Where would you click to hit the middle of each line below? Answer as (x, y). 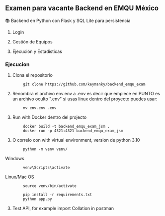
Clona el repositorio (33, 75)
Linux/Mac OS (20, 177)
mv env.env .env (40, 108)
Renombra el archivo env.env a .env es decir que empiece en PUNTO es (86, 94)
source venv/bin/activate (50, 186)
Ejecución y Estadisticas (37, 51)
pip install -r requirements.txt (58, 195)
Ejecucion (17, 64)
